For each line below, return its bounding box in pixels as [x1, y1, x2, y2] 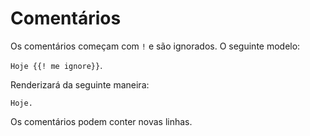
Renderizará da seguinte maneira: [10, 78, 150, 91]
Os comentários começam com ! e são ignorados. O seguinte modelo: [10, 40, 301, 52]
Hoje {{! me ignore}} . [10, 59, 103, 71]
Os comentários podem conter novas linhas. [10, 115, 193, 127]
